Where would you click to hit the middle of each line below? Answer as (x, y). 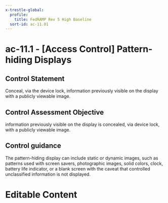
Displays (53, 60)
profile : (19, 15)
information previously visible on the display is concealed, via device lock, (82, 124)
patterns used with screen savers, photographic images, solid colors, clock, (84, 163)
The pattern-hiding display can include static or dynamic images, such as (82, 158)
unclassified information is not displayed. (48, 174)
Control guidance (33, 146)
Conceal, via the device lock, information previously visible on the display (82, 91)
